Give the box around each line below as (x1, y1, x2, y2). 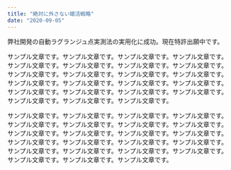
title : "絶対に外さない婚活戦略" (7, 10, 94, 18)
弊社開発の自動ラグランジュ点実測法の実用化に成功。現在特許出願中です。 (7, 37, 224, 46)
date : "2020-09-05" (7, 17, 65, 24)
